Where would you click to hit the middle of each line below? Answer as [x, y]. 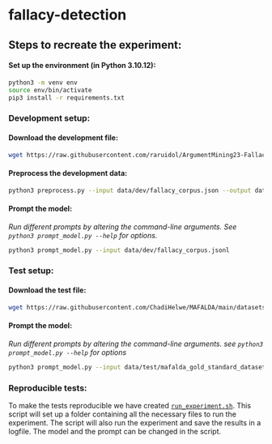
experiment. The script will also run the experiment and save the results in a [135, 422]
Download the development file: [64, 137]
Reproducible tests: [48, 388]
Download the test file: [47, 290]
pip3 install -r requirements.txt [67, 98]
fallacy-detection [68, 15]
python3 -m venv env [43, 83]
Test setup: [31, 271]
